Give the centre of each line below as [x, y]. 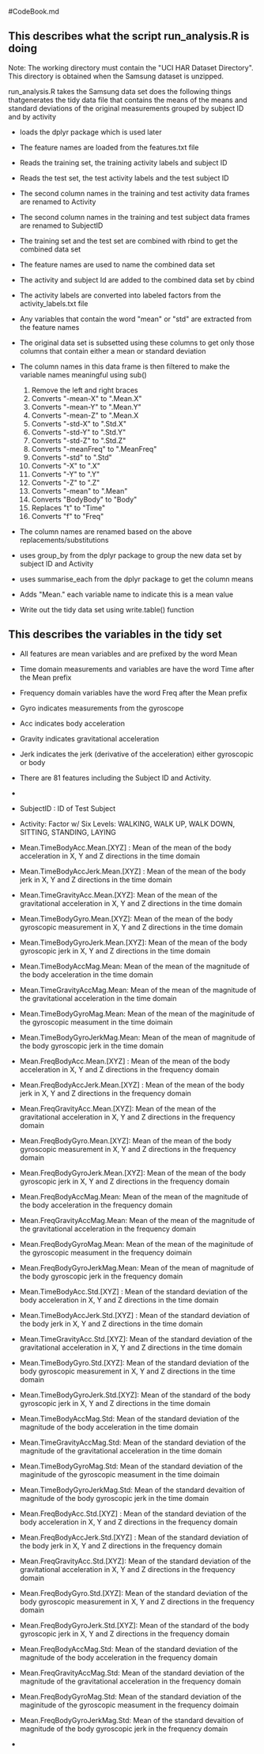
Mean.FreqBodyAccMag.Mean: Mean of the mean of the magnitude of [134, 1196]
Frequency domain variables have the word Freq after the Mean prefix [133, 692]
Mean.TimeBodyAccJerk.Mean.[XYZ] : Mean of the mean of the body [133, 871]
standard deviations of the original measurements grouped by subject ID [126, 108]
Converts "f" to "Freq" [68, 516]
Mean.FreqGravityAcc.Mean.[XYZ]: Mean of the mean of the [118, 1108]
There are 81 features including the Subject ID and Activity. [115, 778]
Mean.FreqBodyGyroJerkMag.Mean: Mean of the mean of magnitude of [137, 1267]
